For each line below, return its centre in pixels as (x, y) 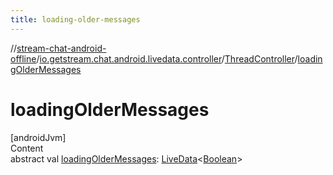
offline (23, 58)
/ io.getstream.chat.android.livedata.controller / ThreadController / (167, 58)
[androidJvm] (38, 137)
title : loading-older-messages (75, 19)
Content (27, 148)
